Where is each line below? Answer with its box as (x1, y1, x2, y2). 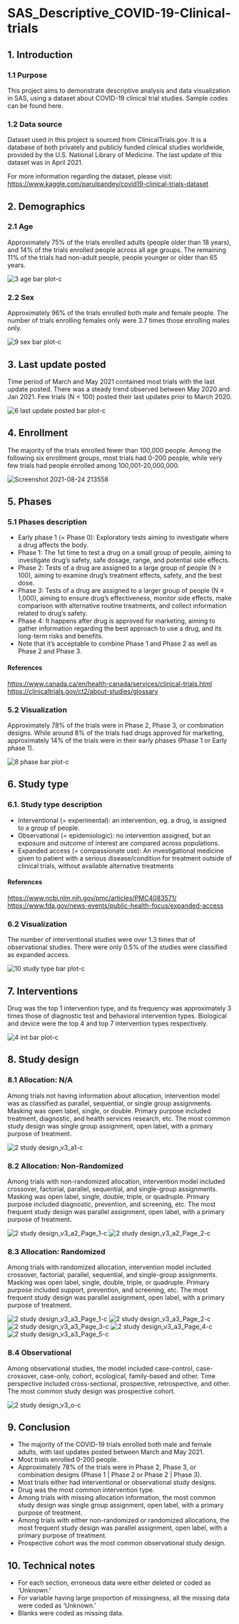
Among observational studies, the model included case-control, (7, 1364, 195, 1373)
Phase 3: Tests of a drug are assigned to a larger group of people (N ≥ (17, 586, 225, 595)
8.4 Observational (7, 1348, 72, 1358)
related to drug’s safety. (17, 609, 88, 618)
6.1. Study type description (7, 800, 103, 810)
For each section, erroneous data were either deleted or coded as (17, 1578, 212, 1587)
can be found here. (7, 101, 63, 110)
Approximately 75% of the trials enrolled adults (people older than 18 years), (7, 238, 232, 246)
